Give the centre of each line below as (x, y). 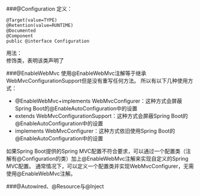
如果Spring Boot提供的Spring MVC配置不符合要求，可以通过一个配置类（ (96, 151)
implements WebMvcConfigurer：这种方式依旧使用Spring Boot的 (95, 131)
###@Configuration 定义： (40, 9)
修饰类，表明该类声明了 (35, 61)
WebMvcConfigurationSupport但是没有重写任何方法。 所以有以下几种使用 (97, 81)
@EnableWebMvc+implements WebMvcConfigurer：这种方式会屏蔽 (99, 101)
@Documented (21, 31)
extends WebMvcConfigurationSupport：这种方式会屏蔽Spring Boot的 (101, 116)
